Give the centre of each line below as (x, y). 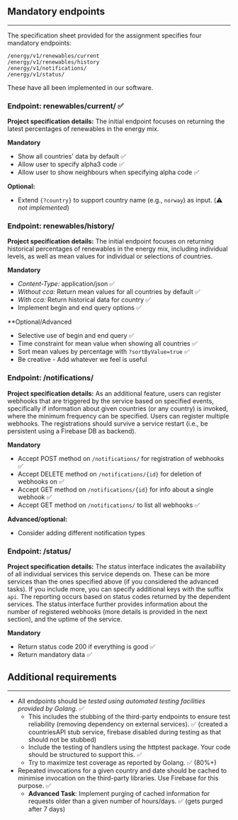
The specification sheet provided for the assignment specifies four (104, 35)
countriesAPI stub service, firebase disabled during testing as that (125, 731)
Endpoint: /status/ (39, 551)
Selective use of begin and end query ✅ (76, 336)
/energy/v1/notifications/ (47, 68)
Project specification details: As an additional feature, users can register (114, 393)
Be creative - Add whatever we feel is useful (82, 360)
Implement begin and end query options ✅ (79, 308)
